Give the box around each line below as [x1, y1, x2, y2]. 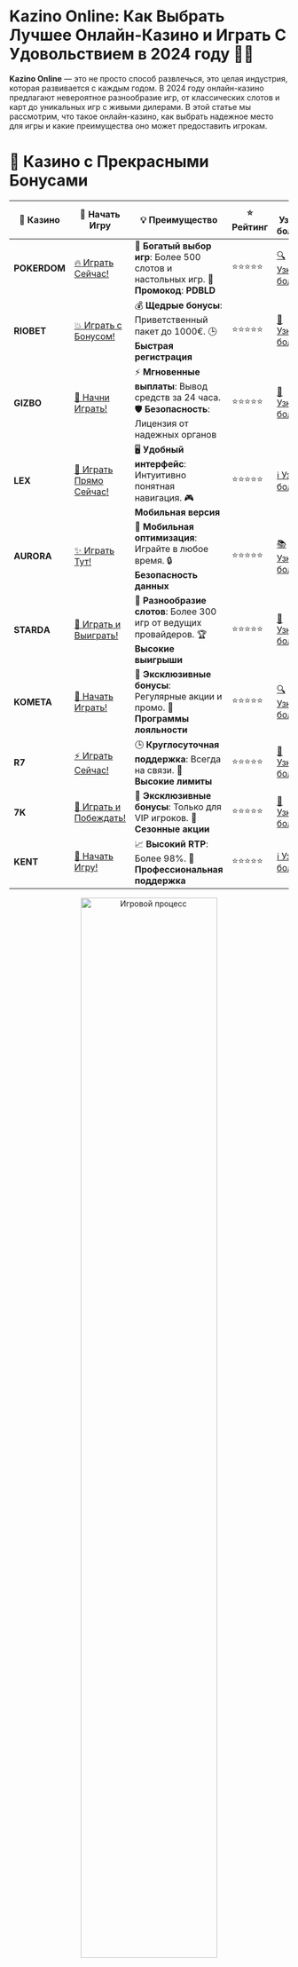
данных [134, 580, 170, 592]
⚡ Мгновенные [134, 366, 200, 378]
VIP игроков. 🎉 [134, 811, 198, 824]
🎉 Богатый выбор [134, 240, 212, 252]
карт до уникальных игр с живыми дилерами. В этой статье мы [9, 101, 251, 112]
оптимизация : [134, 531, 198, 543]
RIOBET [13, 324, 47, 336]
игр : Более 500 [134, 250, 201, 263]
